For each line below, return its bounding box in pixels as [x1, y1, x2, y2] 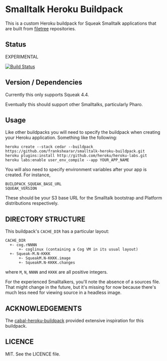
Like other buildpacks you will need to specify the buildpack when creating [5, 129, 160, 135]
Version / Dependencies [5, 78, 82, 87]
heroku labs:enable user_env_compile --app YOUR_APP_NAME [5, 158, 129, 163]
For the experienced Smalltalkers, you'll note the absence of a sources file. [5, 279, 160, 285]
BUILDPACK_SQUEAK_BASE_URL [5, 182, 62, 187]
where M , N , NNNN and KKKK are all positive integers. [5, 269, 108, 275]
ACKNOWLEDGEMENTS [5, 304, 82, 313]
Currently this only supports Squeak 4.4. [5, 91, 90, 97]
